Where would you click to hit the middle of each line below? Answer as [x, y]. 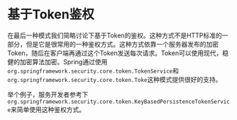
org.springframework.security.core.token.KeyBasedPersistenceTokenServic [119, 102]
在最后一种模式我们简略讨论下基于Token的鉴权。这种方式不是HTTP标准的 [115, 35]
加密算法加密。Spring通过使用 [64, 61]
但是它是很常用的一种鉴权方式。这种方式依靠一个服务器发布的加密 [122, 44]
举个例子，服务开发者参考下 [48, 94]
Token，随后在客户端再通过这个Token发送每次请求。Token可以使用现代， [115, 53]
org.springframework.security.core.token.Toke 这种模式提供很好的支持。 [115, 79]
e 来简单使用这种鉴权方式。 [46, 109]
